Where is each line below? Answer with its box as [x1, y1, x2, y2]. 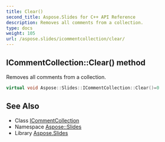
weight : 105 [6, 31, 35, 37]
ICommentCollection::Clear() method [6, 58, 146, 68]
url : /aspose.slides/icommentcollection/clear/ [6, 36, 126, 42]
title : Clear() [6, 8, 44, 15]
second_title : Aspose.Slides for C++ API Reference [6, 14, 136, 20]
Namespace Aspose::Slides [14, 123, 82, 130]
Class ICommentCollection [14, 117, 80, 124]
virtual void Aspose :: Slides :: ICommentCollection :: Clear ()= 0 [6, 85, 160, 91]
